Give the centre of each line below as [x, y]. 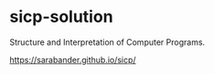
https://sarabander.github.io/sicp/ [73, 59]
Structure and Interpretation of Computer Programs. [107, 42]
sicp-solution [61, 17]
